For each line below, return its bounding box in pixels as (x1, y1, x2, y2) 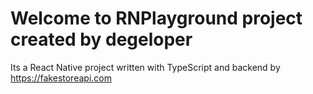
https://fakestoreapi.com (10, 72, 112, 84)
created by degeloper (10, 28, 193, 51)
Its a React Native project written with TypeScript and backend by (10, 61, 281, 73)
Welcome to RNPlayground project (10, 7, 303, 30)
